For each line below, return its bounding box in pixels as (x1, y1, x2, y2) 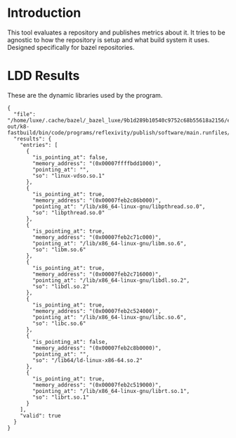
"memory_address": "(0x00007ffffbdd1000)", (32, 160, 162, 167)
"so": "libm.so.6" (32, 246, 86, 253)
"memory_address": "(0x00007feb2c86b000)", (32, 197, 162, 204)
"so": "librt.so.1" (32, 394, 90, 401)
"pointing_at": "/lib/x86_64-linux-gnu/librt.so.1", (32, 387, 190, 394)
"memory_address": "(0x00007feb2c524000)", (32, 307, 162, 314)
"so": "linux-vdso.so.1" (32, 172, 105, 179)
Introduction (7, 5, 81, 21)
